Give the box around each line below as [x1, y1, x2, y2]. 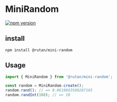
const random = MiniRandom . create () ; [5, 83, 84, 88]
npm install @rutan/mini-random [5, 47, 72, 53]
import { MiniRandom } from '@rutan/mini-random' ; [5, 74, 113, 79]
